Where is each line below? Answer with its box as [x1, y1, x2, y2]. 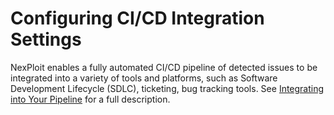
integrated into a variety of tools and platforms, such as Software [10, 72, 278, 84]
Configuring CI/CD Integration [10, 7, 265, 30]
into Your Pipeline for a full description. [10, 93, 171, 105]
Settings [10, 28, 82, 51]
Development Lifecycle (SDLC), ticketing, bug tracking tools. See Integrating [10, 82, 325, 94]
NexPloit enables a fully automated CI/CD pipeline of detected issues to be [10, 61, 318, 73]
